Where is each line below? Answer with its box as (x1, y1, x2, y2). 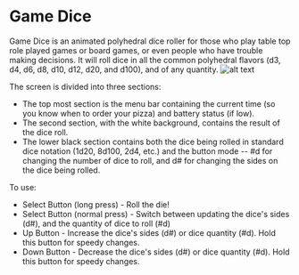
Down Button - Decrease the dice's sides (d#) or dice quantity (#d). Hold (21, 247, 290, 257)
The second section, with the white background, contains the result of (21, 117, 281, 128)
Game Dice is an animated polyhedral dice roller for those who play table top (9, 36, 291, 46)
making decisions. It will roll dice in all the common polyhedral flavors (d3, (9, 54, 281, 65)
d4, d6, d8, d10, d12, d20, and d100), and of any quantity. (9, 64, 219, 75)
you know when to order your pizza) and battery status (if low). (21, 108, 255, 118)
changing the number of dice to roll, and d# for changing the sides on (21, 155, 278, 166)
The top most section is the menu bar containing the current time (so (21, 98, 276, 109)
